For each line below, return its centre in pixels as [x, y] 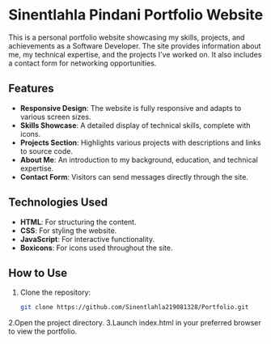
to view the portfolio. [43, 331]
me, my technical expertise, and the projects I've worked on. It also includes [135, 54]
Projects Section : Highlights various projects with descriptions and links [140, 142]
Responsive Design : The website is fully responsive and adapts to [131, 108]
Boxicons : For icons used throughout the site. [96, 248]
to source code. [46, 151]
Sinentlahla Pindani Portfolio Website [136, 15]
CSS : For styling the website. [68, 230]
